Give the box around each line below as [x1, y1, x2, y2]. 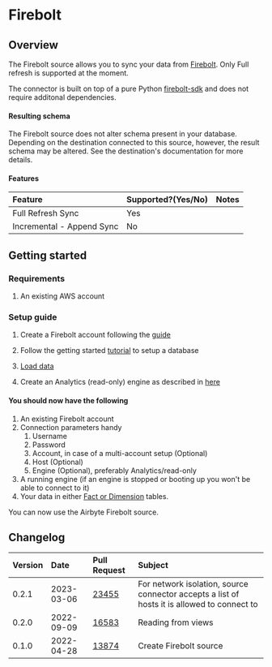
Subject [137, 560, 168, 571]
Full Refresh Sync [12, 208, 79, 219]
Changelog [8, 530, 66, 544]
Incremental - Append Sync [12, 221, 119, 232]
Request [92, 565, 125, 576]
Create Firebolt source [137, 640, 223, 652]
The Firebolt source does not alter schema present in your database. [8, 129, 237, 139]
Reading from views [137, 617, 214, 628]
